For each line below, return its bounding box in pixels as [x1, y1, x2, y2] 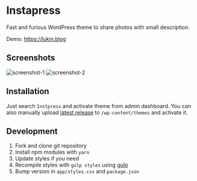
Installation [6, 86, 49, 97]
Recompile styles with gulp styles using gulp [14, 161, 128, 169]
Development [6, 126, 58, 136]
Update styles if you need [14, 155, 80, 162]
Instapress [6, 4, 61, 17]
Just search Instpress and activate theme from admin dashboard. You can [6, 102, 192, 109]
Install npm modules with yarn [14, 148, 90, 156]
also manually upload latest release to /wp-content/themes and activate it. [6, 109, 188, 116]
